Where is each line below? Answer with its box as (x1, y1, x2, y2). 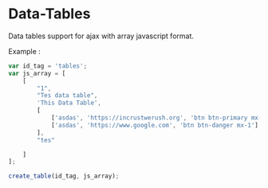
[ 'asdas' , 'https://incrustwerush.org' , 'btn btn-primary (50, 114, 248, 122)
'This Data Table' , (37, 99, 102, 108)
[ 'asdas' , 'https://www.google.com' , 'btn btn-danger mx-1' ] (50, 121, 259, 129)
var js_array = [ (8, 69, 66, 77)
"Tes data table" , (37, 92, 98, 100)
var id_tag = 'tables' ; (8, 61, 88, 70)
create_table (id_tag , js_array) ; (8, 172, 120, 180)
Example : (8, 46, 41, 56)
